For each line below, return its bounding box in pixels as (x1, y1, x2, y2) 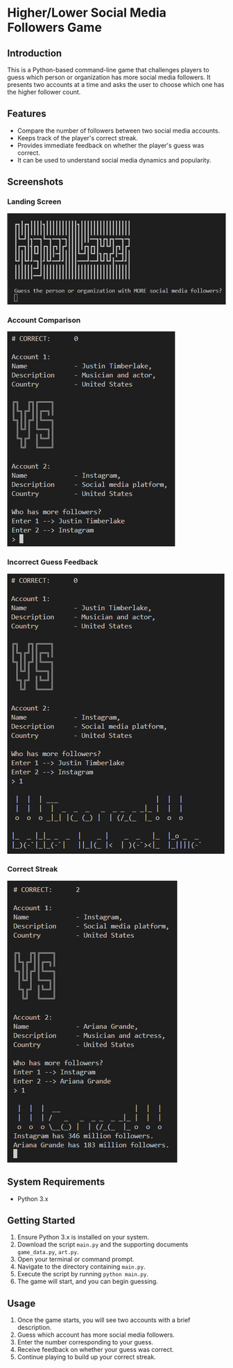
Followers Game (7, 19, 103, 35)
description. (17, 1324, 52, 1332)
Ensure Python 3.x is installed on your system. (17, 1233, 150, 1242)
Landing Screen (7, 197, 62, 206)
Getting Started (7, 1214, 76, 1227)
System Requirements (7, 1176, 105, 1188)
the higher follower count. (7, 88, 81, 96)
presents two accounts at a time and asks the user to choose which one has (7, 81, 225, 88)
